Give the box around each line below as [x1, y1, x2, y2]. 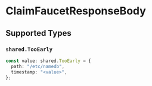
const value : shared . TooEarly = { [5, 58, 92, 64]
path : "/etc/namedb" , [11, 63, 65, 69]
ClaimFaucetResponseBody [5, 4, 147, 18]
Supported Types [5, 28, 72, 38]
